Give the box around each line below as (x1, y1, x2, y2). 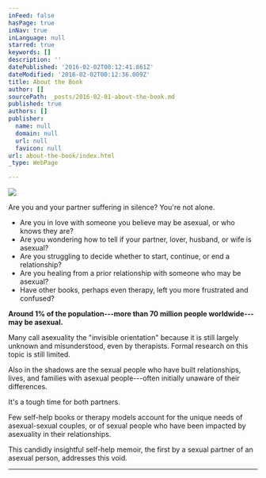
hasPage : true (8, 19, 55, 27)
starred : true (8, 41, 55, 49)
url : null (15, 136, 47, 145)
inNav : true (8, 26, 47, 34)
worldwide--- (208, 309, 255, 319)
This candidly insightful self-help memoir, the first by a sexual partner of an (8, 445, 253, 454)
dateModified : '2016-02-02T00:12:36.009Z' (8, 71, 150, 78)
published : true (8, 100, 62, 108)
